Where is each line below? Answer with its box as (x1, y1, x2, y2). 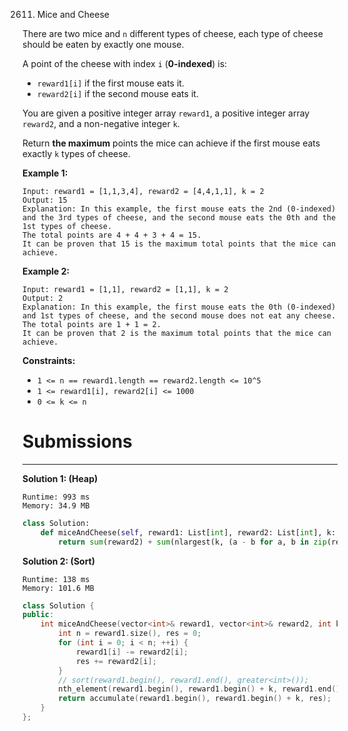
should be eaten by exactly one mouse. (22, 39, 185, 50)
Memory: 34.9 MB (22, 500, 90, 511)
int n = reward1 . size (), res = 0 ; (58, 629, 202, 639)
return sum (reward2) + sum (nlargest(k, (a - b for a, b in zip (58, 537, 327, 547)
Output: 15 (22, 195, 68, 205)
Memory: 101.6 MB (22, 583, 95, 593)
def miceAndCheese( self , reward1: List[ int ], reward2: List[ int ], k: (40, 527, 337, 538)
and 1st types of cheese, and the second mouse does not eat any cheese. (22, 311, 337, 321)
